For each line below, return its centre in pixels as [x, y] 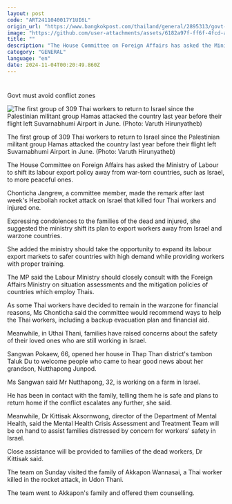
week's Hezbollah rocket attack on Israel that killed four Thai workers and [112, 200]
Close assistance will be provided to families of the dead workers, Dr [105, 451]
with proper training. [36, 264]
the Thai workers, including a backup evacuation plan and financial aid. [108, 320]
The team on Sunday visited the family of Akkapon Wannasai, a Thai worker [115, 472]
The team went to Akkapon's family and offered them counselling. [101, 493]
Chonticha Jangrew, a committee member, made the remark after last [106, 193]
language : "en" [29, 59]
